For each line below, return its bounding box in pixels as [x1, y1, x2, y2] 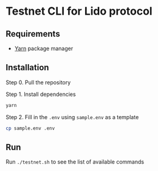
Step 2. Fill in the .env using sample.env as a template [5, 113, 139, 120]
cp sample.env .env [5, 125, 55, 131]
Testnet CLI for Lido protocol [5, 4, 153, 18]
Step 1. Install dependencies [5, 90, 77, 98]
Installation [5, 62, 49, 73]
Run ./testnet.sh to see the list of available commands [5, 158, 144, 166]
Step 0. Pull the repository [5, 78, 71, 86]
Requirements [5, 29, 60, 39]
